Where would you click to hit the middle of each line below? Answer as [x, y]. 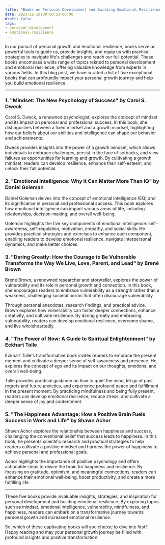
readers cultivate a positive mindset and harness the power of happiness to [82, 447]
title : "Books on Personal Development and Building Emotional [71, 10]
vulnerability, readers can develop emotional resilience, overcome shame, [80, 320]
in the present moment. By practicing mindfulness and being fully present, [80, 391]
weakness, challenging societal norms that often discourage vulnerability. [80, 295]
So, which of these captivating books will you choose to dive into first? [77, 527]
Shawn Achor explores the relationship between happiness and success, [79, 431]
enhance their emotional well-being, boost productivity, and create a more [80, 477]
